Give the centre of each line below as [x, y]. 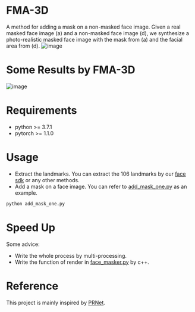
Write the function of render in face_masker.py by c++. [82, 262]
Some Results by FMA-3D [71, 70]
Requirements [42, 110]
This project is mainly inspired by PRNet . [56, 302]
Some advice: [23, 244]
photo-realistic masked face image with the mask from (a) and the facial [95, 39]
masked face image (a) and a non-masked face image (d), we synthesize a [97, 33]
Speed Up [31, 227]
